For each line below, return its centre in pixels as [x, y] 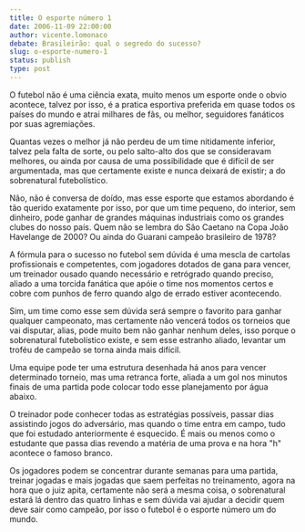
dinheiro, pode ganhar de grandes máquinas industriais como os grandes [147, 217]
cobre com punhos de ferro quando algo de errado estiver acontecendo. [146, 293]
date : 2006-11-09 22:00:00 [61, 26]
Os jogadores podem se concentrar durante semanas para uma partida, [144, 470]
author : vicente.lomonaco [58, 35]
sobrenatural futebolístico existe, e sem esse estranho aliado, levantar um [148, 339]
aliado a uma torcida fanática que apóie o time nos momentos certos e [142, 283]
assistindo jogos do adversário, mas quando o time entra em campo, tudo [147, 423]
